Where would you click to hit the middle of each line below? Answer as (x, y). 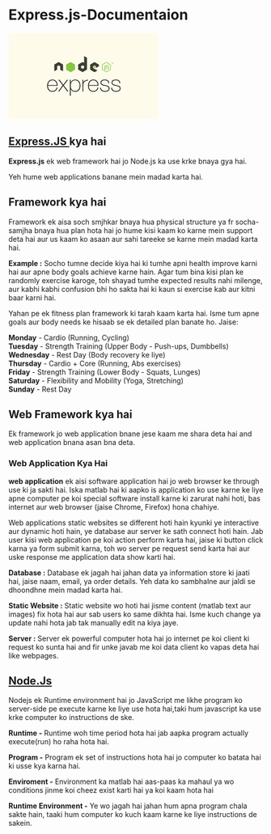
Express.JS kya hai (57, 142)
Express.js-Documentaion (98, 15)
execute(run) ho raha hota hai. (59, 742)
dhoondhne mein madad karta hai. (66, 590)
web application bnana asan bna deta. (72, 442)
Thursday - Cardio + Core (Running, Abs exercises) (95, 363)
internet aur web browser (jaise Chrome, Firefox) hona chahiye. (114, 506)
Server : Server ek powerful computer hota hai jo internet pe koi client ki (129, 638)
